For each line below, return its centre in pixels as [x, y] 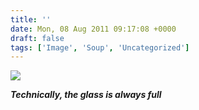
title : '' [31, 19]
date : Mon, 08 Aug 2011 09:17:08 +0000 [93, 29]
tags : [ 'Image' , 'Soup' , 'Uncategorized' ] [100, 47]
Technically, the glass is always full [86, 95]
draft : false [37, 38]
